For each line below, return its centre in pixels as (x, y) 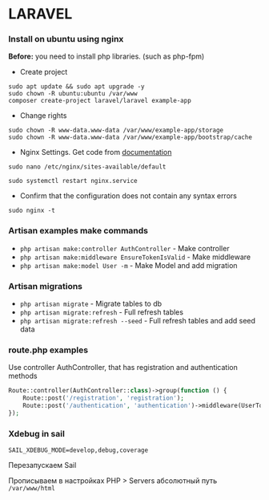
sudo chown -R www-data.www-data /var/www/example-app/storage (116, 130)
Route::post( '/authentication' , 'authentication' (107, 406)
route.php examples (48, 350)
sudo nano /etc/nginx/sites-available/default (87, 167)
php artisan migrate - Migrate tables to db (91, 304)
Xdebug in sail (37, 433)
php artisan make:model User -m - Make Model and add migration (128, 265)
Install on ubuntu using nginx (66, 39)
